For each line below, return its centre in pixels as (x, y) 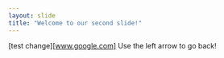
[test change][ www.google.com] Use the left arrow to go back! (113, 45)
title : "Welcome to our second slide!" (75, 23)
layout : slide (32, 15)
